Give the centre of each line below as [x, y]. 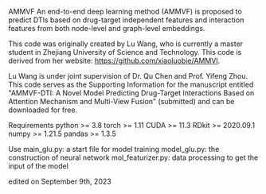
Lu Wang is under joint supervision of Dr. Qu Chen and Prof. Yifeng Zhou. [128, 76]
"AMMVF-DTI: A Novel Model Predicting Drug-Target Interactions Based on [131, 93]
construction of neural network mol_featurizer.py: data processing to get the [133, 157]
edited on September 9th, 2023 [60, 181]
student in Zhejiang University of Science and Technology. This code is [125, 52]
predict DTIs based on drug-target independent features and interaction [126, 20]
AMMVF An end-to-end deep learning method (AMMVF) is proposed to [125, 12]
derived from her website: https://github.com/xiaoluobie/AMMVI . [114, 60]
